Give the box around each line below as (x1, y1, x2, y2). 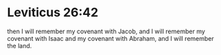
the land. (7, 41, 32, 50)
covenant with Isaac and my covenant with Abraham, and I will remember (7, 34, 214, 42)
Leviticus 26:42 (7, 5, 99, 20)
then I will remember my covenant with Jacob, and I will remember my (7, 27, 206, 35)
